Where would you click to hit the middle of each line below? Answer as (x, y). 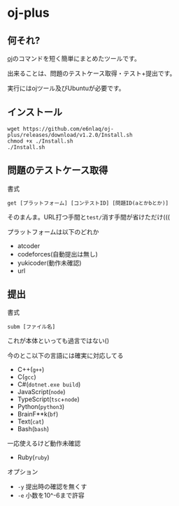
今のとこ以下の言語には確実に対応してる (65, 356)
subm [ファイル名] (31, 327)
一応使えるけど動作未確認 (44, 443)
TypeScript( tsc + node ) (49, 399)
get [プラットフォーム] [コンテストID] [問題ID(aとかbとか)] (88, 203)
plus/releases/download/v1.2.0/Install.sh (70, 135)
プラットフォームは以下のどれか (53, 231)
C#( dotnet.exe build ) (49, 384)
